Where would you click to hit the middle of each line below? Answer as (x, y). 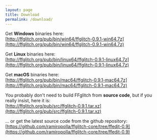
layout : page (19, 10)
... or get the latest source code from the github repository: (66, 121)
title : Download (22, 15)
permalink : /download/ (29, 19)
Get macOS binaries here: (32, 75)
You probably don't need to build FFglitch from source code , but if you (79, 95)
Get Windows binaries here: (35, 34)
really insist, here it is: (28, 101)
